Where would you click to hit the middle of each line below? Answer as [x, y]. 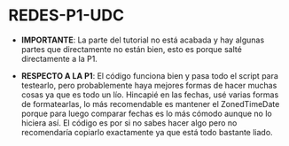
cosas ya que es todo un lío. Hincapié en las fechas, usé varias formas [150, 95]
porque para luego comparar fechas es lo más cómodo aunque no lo [146, 113]
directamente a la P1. [59, 58]
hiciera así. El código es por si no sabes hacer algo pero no [129, 123]
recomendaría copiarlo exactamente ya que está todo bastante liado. [147, 132]
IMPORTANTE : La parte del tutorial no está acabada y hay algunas [143, 40]
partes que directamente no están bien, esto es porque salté [132, 49]
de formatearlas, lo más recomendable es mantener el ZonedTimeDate [150, 104]
